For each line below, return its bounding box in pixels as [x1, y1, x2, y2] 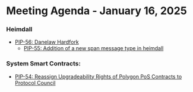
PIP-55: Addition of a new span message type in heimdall [23, 45, 164, 52]
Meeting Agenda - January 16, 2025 [6, 4, 187, 18]
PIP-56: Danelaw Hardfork [14, 38, 79, 45]
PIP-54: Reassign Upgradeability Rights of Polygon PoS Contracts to [14, 73, 182, 80]
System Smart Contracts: [6, 60, 81, 68]
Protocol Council [14, 79, 56, 86]
